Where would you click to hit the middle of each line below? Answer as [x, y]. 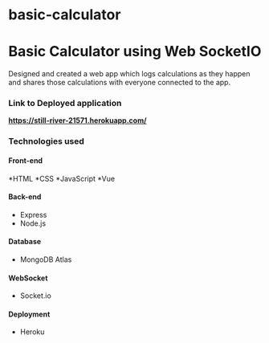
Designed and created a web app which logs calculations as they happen [129, 74]
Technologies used [46, 141]
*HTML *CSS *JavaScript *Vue [61, 178]
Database [25, 242]
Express [33, 214]
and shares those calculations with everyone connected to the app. [120, 83]
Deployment [29, 314]
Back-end [25, 197]
